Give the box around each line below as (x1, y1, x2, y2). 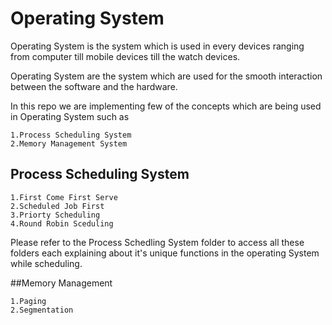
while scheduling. (10, 257, 83, 269)
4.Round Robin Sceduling (10, 218, 114, 229)
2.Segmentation (10, 305, 74, 315)
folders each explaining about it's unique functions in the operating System (10, 247, 320, 259)
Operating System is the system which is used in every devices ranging (10, 40, 305, 52)
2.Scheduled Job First (10, 201, 105, 211)
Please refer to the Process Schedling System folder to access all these (10, 236, 305, 248)
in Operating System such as (10, 110, 130, 122)
